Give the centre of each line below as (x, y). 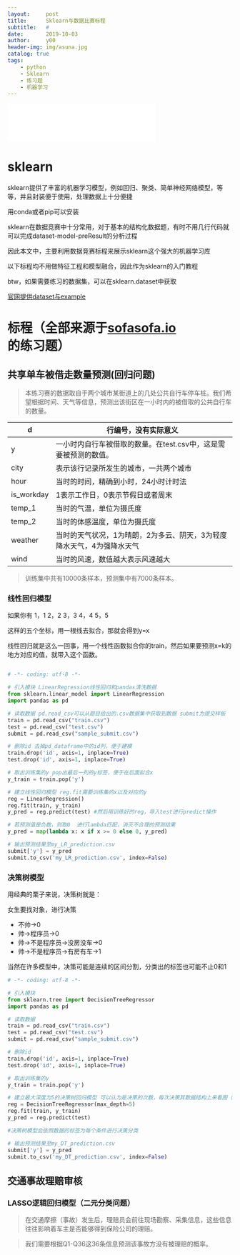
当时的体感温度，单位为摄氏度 (106, 522)
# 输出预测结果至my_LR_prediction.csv (61, 845)
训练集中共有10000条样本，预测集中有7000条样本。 (101, 579)
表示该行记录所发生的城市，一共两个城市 (124, 469)
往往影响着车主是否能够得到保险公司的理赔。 (91, 1229)
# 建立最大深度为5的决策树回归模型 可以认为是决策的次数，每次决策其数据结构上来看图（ (120, 1098)
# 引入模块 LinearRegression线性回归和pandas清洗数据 (82, 687)
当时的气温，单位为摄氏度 (99, 509)
